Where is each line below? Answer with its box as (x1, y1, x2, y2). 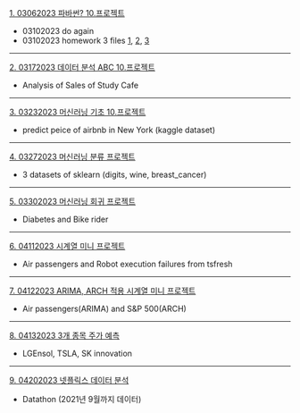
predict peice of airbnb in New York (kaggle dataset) (21, 124, 216, 135)
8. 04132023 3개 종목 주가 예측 (9, 330, 121, 341)
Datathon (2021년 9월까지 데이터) (21, 394, 142, 404)
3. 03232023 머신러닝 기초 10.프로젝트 (9, 106, 146, 117)
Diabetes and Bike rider (21, 214, 109, 224)
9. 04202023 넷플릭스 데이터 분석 (9, 375, 129, 385)
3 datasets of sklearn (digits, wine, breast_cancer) (21, 169, 207, 180)
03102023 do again (21, 26, 95, 36)
